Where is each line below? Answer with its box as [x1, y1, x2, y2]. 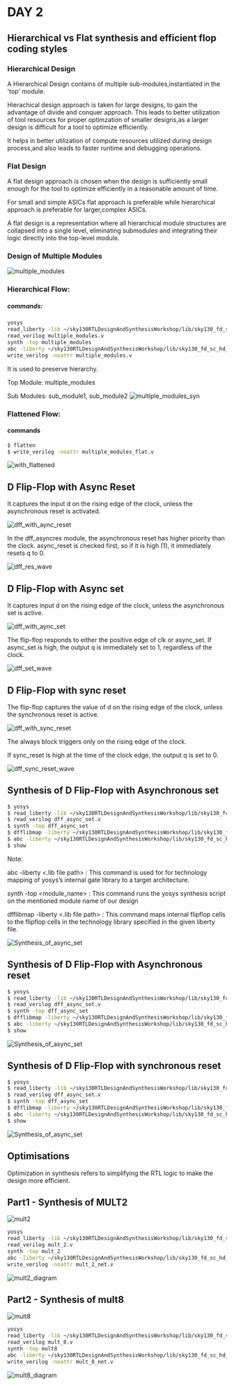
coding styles [7, 43, 68, 54]
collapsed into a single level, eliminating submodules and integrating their [7, 226, 218, 235]
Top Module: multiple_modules [7, 378, 95, 386]
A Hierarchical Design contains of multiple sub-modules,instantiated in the [7, 80, 221, 88]
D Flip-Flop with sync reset [7, 684, 127, 696]
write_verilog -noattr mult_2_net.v [7, 1261, 114, 1268]
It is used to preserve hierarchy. [7, 364, 99, 373]
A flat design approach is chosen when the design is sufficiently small [7, 177, 208, 186]
